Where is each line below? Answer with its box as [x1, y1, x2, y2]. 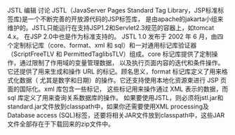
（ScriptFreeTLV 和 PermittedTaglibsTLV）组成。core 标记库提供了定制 [7, 50, 212, 58]
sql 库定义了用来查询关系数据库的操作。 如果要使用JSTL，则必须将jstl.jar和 [7, 94, 224, 101]
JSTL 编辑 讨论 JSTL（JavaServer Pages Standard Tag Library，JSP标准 [7, 6, 218, 14]
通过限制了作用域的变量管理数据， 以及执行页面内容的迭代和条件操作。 [19, 59, 224, 66]
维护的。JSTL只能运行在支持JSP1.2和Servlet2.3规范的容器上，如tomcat [7, 24, 215, 31]
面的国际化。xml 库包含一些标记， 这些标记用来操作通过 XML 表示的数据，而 [7, 85, 229, 93]
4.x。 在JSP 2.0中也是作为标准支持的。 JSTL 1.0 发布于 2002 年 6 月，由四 [7, 32, 224, 41]
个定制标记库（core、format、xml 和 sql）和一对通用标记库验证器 [7, 41, 197, 49]
